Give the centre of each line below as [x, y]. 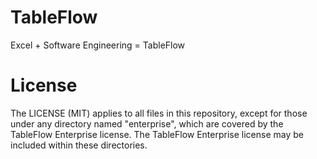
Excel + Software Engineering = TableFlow [98, 45]
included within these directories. [79, 145]
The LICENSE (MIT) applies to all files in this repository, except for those [159, 113]
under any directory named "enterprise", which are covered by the [147, 123]
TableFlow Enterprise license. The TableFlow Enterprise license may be [157, 134]
